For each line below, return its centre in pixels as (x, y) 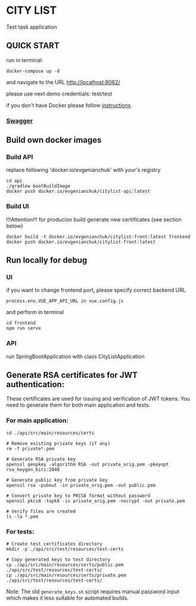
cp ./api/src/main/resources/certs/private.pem (66, 576)
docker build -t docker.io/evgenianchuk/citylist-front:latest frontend (98, 236)
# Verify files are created (41, 511)
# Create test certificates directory (54, 544)
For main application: (37, 420)
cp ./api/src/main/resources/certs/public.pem (65, 565)
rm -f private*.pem (30, 448)
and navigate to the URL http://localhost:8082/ (63, 82)
